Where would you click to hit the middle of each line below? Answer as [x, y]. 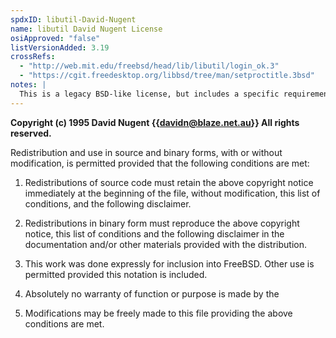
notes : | [28, 85]
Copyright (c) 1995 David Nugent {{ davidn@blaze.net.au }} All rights [155, 122]
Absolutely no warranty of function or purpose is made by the [152, 293]
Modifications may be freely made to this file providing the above [158, 313]
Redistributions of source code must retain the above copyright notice [169, 182]
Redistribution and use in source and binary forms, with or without [146, 152]
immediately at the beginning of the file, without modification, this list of [172, 193]
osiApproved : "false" [55, 38]
